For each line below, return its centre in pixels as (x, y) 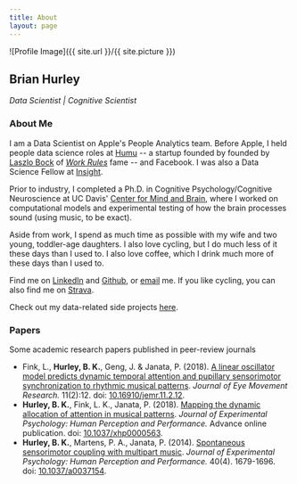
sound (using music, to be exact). (70, 217)
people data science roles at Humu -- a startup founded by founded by (140, 152)
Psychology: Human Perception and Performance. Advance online (144, 423)
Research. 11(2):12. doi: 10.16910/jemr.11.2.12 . (103, 395)
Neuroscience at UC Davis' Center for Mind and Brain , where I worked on (144, 198)
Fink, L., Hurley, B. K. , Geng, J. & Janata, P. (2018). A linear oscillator (148, 366)
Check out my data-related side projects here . (94, 307)
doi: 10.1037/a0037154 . (64, 471)
